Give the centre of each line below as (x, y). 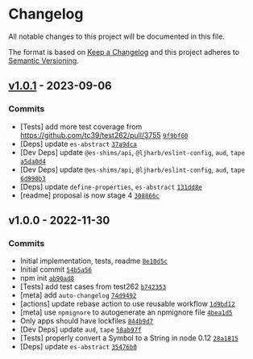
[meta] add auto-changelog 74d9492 (78, 295)
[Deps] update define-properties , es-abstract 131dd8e (111, 186)
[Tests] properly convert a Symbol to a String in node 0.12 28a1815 (129, 338)
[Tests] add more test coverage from (81, 127)
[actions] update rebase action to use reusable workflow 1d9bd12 (127, 304)
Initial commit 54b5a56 (56, 269)
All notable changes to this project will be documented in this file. (117, 36)
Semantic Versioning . (44, 61)
